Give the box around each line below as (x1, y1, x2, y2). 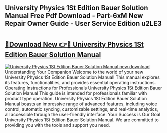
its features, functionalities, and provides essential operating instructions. (5, 80, 156, 85)
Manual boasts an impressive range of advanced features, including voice (5, 101, 157, 107)
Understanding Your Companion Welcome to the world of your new (5, 69, 144, 75)
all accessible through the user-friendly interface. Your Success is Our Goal (5, 112, 161, 117)
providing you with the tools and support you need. (5, 122, 110, 128)
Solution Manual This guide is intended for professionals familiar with (5, 90, 147, 96)
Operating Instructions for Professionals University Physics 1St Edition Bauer (5, 85, 162, 91)
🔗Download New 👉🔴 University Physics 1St (5, 40, 144, 49)
